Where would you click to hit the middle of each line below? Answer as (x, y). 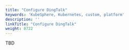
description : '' (23, 19)
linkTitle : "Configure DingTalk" (41, 24)
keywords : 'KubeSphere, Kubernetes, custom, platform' (65, 15)
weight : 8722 (19, 29)
